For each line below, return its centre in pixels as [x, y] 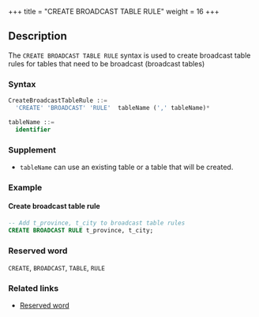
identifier [33, 130]
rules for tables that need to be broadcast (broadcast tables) [107, 63]
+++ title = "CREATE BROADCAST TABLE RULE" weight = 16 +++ [114, 11]
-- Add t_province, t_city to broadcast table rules [97, 223]
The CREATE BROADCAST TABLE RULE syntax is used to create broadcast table [129, 55]
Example [25, 187]
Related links [34, 288]
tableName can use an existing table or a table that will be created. [126, 167]
